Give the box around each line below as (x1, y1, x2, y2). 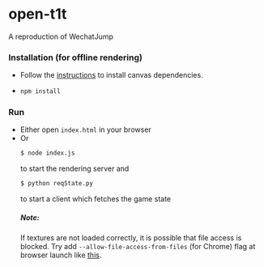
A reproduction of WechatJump (8, 32, 113, 41)
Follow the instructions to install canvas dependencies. (19, 70, 204, 80)
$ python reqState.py (19, 180, 93, 188)
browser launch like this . (19, 250, 102, 260)
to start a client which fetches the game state (19, 194, 172, 204)
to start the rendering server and (19, 163, 130, 174)
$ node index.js (19, 149, 75, 158)
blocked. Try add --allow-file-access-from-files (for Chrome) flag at (19, 242, 256, 252)
